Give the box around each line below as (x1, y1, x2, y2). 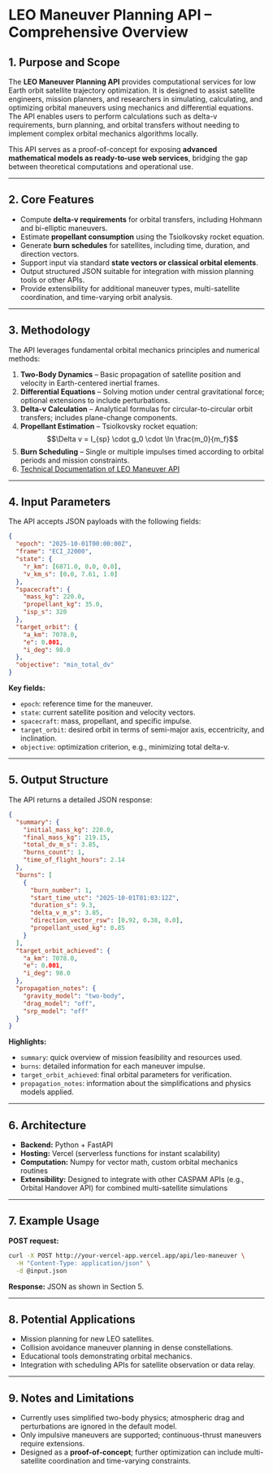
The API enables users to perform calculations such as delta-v (8, 111, 218, 121)
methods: (8, 354, 41, 363)
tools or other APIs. (19, 275, 85, 285)
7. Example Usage (8, 1214, 100, 1228)
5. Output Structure (8, 773, 109, 787)
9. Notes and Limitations (8, 1391, 134, 1405)
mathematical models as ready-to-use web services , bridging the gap (8, 153, 248, 163)
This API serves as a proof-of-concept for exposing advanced (8, 145, 218, 154)
